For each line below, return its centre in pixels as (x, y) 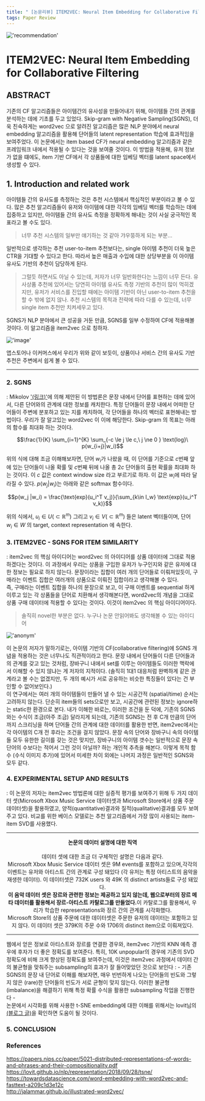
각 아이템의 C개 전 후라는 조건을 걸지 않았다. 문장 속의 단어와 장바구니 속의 (94, 732)
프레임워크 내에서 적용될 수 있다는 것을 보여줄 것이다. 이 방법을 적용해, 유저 (95, 149)
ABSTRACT (28, 95)
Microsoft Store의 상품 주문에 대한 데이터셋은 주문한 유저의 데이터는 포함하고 (99, 917)
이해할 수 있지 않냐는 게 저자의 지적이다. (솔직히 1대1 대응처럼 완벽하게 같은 (101, 671)
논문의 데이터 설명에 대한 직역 (103, 842)
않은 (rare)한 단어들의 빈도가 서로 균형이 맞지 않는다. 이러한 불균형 (91, 982)
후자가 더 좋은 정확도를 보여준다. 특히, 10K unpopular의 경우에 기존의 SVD (106, 952)
